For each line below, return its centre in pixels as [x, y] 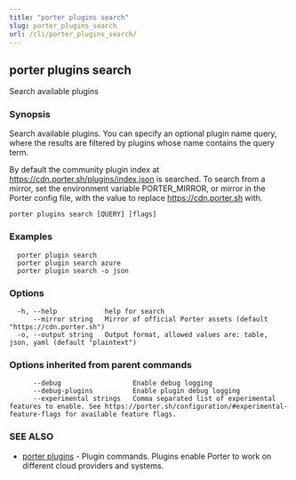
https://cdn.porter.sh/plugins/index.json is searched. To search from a [137, 180]
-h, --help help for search [91, 312]
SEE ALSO [32, 436]
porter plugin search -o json [73, 271]
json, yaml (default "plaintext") [73, 343]
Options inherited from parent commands [101, 365]
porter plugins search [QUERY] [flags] [83, 214]
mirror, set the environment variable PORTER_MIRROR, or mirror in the [137, 188]
